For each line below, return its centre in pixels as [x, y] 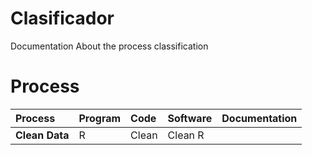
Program [100, 118]
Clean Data [42, 135]
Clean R [186, 135]
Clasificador [62, 18]
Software [190, 118]
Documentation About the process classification [109, 46]
